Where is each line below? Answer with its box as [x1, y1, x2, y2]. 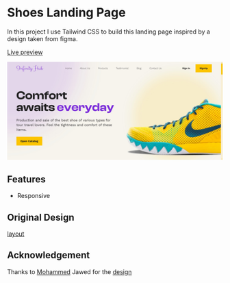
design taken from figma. [7, 34, 78, 42]
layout [7, 230, 25, 238]
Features [7, 173, 46, 185]
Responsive [16, 192, 50, 200]
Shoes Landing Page [7, 5, 126, 21]
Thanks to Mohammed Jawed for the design [7, 267, 132, 275]
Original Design [7, 211, 75, 223]
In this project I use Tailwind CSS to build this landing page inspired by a [7, 27, 211, 36]
